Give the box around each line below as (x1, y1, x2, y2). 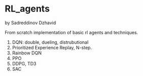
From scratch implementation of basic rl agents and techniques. (5, 29, 138, 35)
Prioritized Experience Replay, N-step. (12, 44, 92, 50)
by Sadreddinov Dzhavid (5, 20, 56, 26)
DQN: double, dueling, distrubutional (12, 39, 89, 45)
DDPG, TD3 (12, 60, 37, 66)
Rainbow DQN (12, 50, 42, 56)
